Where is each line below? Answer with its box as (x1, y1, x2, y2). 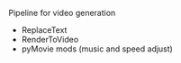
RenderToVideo (21, 35, 79, 44)
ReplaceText (21, 25, 68, 35)
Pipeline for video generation (8, 8, 116, 18)
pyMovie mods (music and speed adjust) (21, 43, 173, 54)
